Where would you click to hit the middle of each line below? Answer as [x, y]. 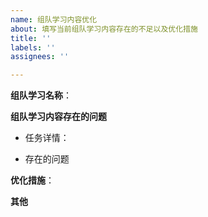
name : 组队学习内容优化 [54, 19]
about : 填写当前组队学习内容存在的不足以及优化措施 [104, 29]
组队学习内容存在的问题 [58, 117]
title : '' [31, 38]
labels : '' [33, 47]
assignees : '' [40, 57]
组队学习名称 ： [41, 95]
